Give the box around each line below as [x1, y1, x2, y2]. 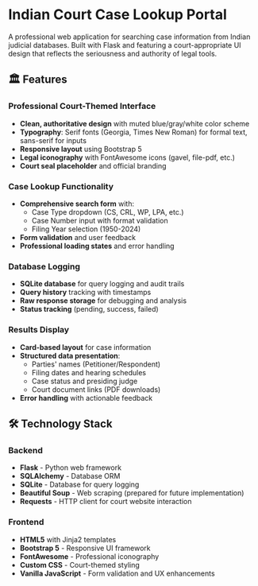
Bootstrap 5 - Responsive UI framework [19, 543, 151, 553]
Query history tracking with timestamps [19, 288, 152, 297]
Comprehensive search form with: [19, 199, 135, 208]
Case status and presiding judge [31, 376, 138, 386]
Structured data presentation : [19, 351, 121, 360]
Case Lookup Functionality [8, 180, 114, 192]
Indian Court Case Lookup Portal [8, 6, 228, 24]
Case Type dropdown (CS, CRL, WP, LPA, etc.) [31, 207, 184, 216]
